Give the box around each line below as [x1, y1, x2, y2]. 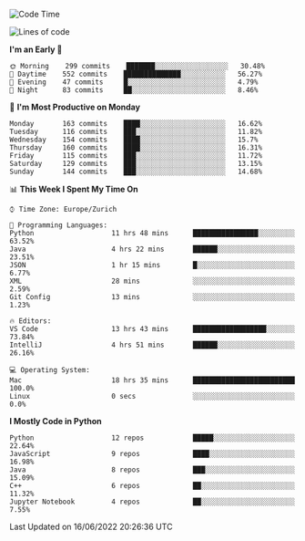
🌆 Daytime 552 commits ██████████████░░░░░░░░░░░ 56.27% [9, 69, 262, 78]
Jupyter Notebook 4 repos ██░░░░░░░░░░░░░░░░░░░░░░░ [9, 497, 296, 506]
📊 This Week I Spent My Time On [9, 183, 138, 194]
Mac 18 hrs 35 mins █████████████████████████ [9, 376, 296, 385]
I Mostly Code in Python [9, 416, 102, 426]
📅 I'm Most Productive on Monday [9, 101, 141, 112]
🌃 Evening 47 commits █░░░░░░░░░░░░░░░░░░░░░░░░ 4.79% [9, 78, 259, 87]
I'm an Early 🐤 [9, 44, 63, 55]
